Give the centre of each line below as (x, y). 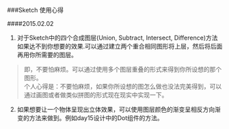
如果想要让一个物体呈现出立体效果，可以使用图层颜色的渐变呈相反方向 (116, 109)
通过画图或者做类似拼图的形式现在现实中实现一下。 (96, 95)
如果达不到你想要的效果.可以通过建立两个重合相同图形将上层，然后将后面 (120, 46)
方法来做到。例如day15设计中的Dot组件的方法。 (96, 118)
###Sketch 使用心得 (35, 10)
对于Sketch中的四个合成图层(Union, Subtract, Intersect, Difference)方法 (117, 38)
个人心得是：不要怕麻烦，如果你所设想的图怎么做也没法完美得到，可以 (123, 86)
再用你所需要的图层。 (47, 55)
